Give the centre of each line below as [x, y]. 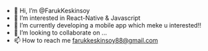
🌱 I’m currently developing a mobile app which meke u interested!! [107, 25]
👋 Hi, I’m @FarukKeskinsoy [52, 11]
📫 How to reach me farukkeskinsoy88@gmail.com [86, 40]
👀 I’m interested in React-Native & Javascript [77, 18]
